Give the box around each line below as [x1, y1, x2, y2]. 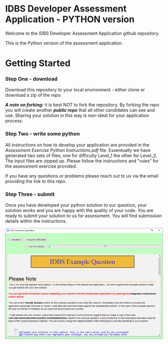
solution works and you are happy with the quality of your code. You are [5, 208, 153, 214]
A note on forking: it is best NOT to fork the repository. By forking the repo [5, 102, 159, 108]
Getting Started [5, 58, 71, 69]
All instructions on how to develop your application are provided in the [5, 141, 149, 148]
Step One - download [5, 76, 58, 83]
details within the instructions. [5, 218, 67, 224]
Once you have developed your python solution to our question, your [5, 202, 147, 208]
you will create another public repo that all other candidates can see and [5, 107, 155, 113]
